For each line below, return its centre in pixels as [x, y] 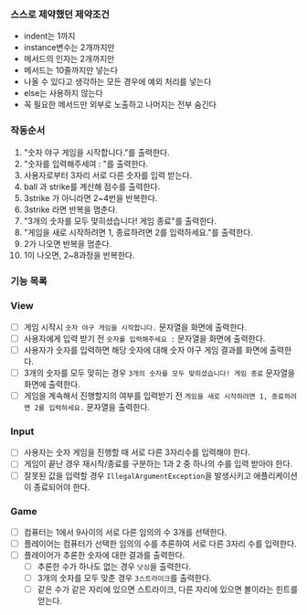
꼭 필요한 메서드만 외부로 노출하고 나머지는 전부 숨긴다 [120, 105]
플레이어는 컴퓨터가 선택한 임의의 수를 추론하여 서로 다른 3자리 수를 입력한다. [160, 543]
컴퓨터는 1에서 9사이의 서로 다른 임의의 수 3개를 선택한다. [125, 532]
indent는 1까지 [49, 36]
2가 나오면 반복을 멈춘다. [68, 243]
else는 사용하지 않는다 [63, 93]
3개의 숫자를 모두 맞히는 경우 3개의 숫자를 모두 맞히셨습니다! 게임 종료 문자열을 [159, 373]
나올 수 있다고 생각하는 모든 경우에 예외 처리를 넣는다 [117, 82]
